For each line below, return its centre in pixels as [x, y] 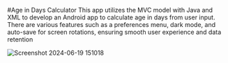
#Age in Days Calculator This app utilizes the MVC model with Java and [110, 10]
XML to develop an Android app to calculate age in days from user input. [111, 17]
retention [20, 39]
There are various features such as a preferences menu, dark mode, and [112, 25]
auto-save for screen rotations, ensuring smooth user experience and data [114, 32]
